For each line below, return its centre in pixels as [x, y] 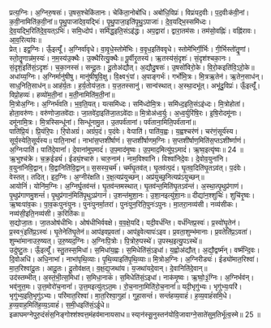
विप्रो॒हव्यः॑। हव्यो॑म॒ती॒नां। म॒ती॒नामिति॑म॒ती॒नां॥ [62, 95]
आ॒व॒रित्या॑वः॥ [26, 40]
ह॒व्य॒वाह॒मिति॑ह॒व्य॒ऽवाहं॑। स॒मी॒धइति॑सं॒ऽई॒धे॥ [59, 305]
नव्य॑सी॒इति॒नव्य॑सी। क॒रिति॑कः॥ [47, 214]
